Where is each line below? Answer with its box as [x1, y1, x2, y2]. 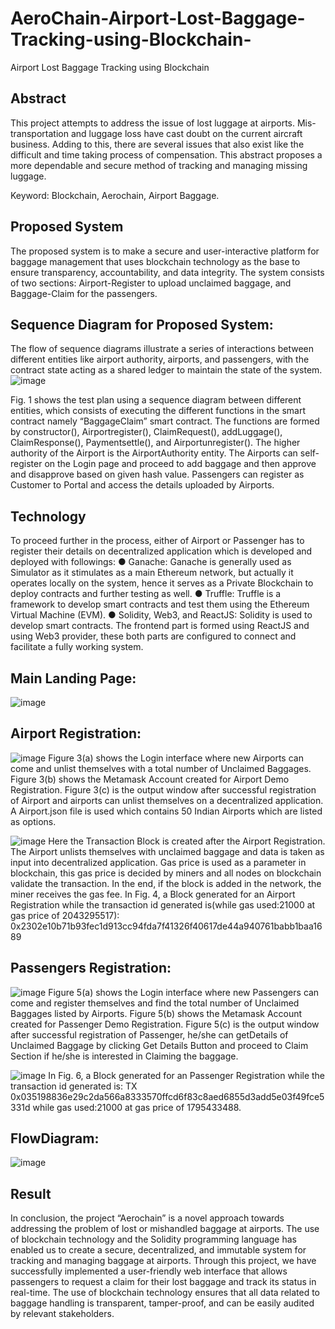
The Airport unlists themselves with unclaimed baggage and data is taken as [10, 845, 325, 857]
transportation [10, 127, 69, 139]
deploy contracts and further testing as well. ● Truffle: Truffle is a [10, 588, 282, 600]
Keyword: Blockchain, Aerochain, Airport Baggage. [10, 189, 220, 201]
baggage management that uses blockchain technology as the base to [10, 255, 301, 267]
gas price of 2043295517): [10, 909, 120, 921]
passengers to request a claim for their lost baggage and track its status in [10, 1276, 317, 1288]
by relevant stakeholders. [10, 1308, 115, 1320]
